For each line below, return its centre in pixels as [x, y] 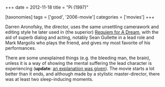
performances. [21, 48]
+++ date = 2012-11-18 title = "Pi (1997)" [47, 7]
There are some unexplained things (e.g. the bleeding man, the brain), [78, 58]
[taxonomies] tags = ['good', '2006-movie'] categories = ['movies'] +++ [80, 17]
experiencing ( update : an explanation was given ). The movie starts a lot [80, 68]
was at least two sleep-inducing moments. [49, 79]
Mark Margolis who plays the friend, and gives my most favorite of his [78, 43]
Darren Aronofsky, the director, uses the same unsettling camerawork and [82, 27]
